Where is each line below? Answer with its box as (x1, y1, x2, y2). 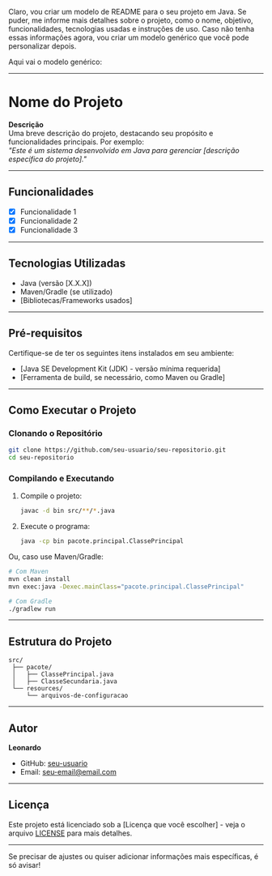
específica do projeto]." (8, 154, 87, 164)
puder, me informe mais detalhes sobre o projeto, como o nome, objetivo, (8, 15, 253, 25)
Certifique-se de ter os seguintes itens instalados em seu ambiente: (8, 348, 235, 357)
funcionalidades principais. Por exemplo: (8, 137, 144, 147)
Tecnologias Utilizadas (8, 257, 126, 271)
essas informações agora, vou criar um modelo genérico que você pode (8, 32, 249, 42)
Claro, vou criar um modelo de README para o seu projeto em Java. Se (8, 7, 247, 16)
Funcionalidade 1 (19, 207, 77, 216)
